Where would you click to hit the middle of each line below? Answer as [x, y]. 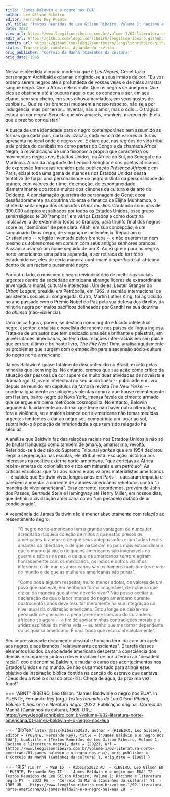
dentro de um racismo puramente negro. [48, 265]
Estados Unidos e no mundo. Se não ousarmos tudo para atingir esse [78, 667]
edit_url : [16, 39]
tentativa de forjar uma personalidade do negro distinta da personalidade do [85, 179]
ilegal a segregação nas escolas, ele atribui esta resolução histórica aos [80, 456]
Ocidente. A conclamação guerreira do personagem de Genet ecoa [75, 195]
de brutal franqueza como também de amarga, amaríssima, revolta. [75, 444]
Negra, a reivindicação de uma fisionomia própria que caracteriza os [77, 152]
